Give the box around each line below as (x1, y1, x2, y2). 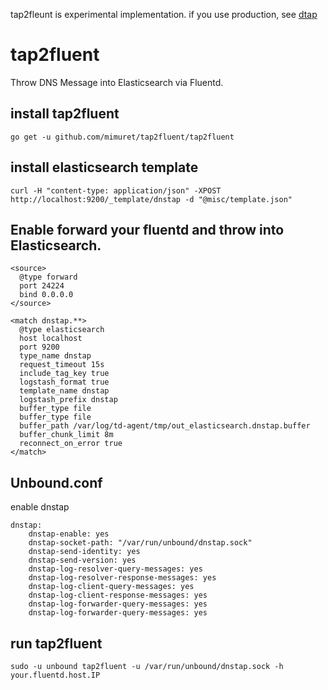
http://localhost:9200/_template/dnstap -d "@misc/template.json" (10, 194, 293, 204)
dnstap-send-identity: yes (28, 547, 141, 557)
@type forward (19, 272, 78, 283)
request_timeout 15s (19, 360, 105, 370)
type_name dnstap (19, 351, 92, 361)
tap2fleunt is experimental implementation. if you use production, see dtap (10, 9, 318, 20)
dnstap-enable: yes (28, 529, 110, 539)
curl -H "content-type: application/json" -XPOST (10, 185, 222, 196)
